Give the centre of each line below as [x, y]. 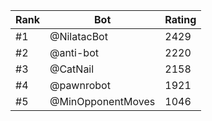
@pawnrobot [80, 85]
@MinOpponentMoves [102, 101]
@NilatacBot [78, 36]
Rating [180, 19]
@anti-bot [74, 52]
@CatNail [72, 69]
